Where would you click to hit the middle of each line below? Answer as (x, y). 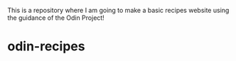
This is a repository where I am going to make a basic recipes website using (118, 10)
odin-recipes (46, 46)
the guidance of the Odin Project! (56, 18)
